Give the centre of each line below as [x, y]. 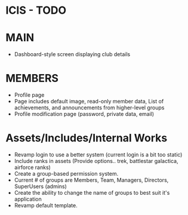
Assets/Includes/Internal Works [87, 138]
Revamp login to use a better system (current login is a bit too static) [98, 155]
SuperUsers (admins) [40, 186]
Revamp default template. [46, 205]
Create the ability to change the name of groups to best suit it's [92, 193]
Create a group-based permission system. [66, 173]
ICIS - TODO [36, 10]
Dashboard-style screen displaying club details [72, 54]
